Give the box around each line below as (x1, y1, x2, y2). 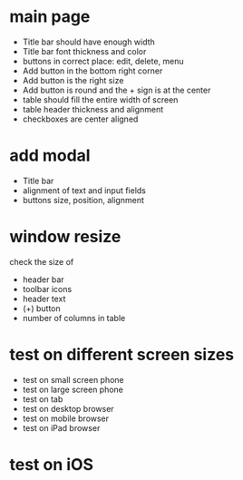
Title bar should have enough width (22, 36, 156, 47)
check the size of (9, 256, 74, 267)
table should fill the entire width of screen (22, 93, 179, 105)
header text (22, 293, 66, 304)
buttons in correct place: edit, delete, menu (22, 55, 184, 66)
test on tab (22, 393, 63, 405)
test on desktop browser (22, 403, 115, 414)
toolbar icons (22, 283, 73, 294)
